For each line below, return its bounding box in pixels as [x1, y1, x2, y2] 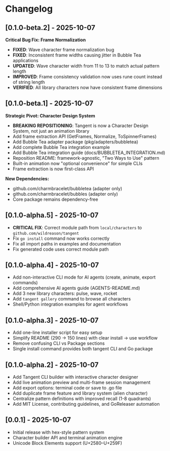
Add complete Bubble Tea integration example [12, 144, 110, 150]
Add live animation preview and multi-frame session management [12, 379, 151, 385]
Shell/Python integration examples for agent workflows [12, 301, 128, 308]
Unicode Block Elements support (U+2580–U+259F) [12, 440, 122, 446]
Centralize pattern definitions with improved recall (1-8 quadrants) [12, 396, 151, 402]
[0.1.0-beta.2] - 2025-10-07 [5, 23, 96, 32]
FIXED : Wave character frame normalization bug [12, 47, 115, 52]
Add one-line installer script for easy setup [12, 329, 103, 336]
